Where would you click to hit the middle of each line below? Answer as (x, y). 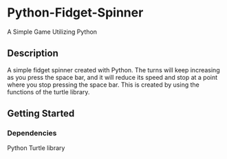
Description (33, 53)
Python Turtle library (36, 148)
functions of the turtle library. (48, 92)
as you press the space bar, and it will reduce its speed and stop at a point (112, 77)
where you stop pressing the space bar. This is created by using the (103, 85)
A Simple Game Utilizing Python (52, 32)
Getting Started (41, 114)
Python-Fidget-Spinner (75, 13)
